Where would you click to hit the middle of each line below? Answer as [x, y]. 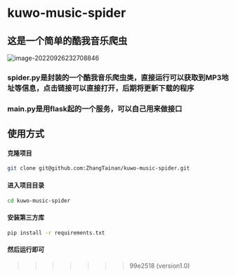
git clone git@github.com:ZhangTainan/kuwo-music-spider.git [99, 168]
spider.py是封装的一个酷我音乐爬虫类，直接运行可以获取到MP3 [114, 77]
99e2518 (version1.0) [160, 265]
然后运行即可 [26, 250]
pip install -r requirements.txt [56, 233]
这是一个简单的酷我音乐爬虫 [67, 40]
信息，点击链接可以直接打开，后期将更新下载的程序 [108, 88]
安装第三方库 [26, 217]
